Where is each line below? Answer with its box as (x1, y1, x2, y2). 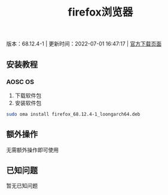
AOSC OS (6, 78, 35, 86)
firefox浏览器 (68, 5, 133, 19)
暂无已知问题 (6, 182, 38, 190)
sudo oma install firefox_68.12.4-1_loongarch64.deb (6, 111, 140, 117)
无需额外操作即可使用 (6, 146, 59, 153)
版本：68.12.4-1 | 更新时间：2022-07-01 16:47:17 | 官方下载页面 (6, 40, 162, 48)
